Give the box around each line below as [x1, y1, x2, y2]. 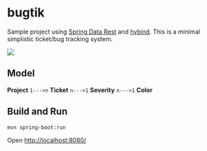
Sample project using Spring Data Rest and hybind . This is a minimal [7, 27, 201, 36]
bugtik [7, 5, 45, 21]
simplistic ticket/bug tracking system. [7, 34, 113, 43]
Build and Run [7, 106, 67, 117]
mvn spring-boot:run [7, 124, 67, 131]
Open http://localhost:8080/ [7, 136, 87, 144]
